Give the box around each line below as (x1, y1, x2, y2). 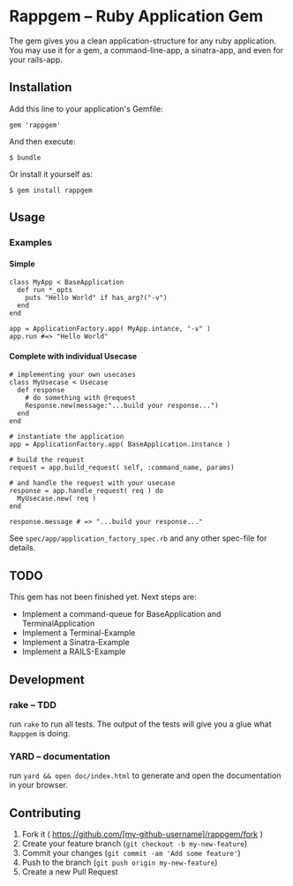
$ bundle (9, 153, 41, 162)
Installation (9, 80, 72, 95)
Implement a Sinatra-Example (21, 637, 130, 648)
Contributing (9, 805, 81, 821)
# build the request (9, 456, 86, 465)
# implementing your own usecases (9, 370, 137, 380)
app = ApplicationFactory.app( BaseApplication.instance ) (9, 440, 231, 449)
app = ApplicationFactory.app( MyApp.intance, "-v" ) (9, 325, 212, 334)
